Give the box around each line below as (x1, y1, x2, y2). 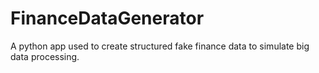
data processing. (10, 50, 80, 62)
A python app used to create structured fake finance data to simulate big (10, 40, 310, 52)
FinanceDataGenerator (10, 7, 205, 30)
